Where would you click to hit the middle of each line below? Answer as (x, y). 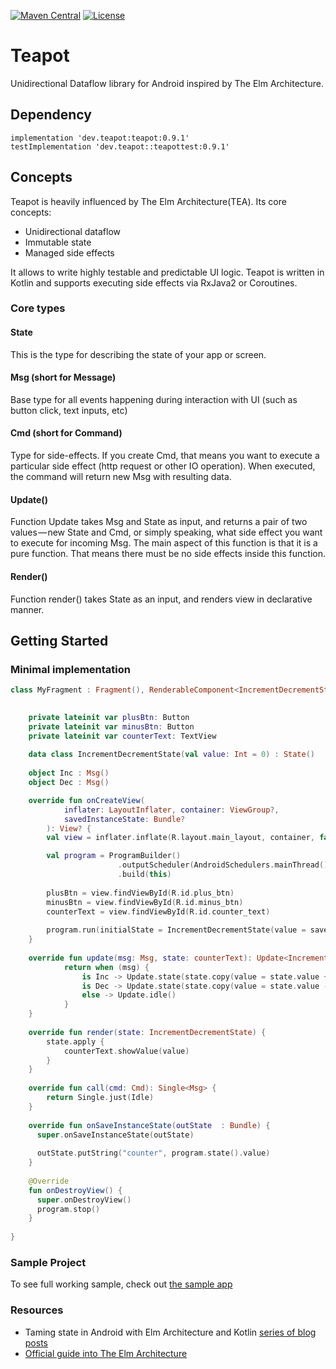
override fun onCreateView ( (86, 800)
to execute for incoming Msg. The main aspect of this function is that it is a (164, 543)
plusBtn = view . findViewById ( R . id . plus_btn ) (140, 893)
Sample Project (48, 1262)
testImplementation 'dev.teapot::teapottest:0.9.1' (120, 146)
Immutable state (58, 242)
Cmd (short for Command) (66, 433)
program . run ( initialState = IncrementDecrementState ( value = (176, 930)
